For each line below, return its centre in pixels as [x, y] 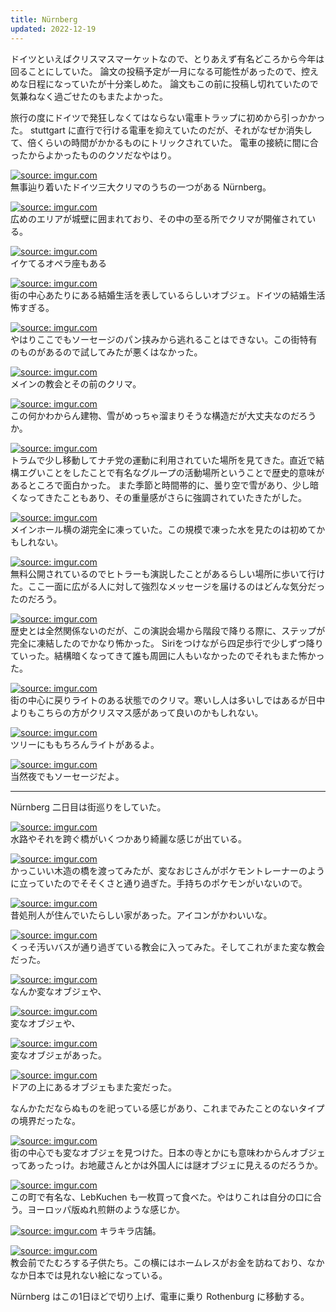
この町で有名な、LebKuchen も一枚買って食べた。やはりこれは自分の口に [161, 1197]
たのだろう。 [36, 598]
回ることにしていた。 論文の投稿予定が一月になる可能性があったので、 [156, 71]
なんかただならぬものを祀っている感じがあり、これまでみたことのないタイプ [167, 1108]
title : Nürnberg [44, 19]
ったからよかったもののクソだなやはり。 [93, 155]
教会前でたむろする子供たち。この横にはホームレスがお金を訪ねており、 [159, 1262]
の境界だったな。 [45, 1120]
